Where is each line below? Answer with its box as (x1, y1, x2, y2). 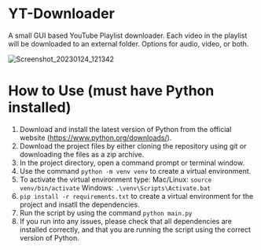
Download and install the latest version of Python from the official (19, 124, 232, 134)
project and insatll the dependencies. (19, 200, 140, 209)
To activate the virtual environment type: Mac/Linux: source (19, 175, 212, 184)
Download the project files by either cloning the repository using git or (19, 141, 247, 150)
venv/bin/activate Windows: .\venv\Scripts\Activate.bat (19, 182, 211, 193)
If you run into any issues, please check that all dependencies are (19, 216, 232, 226)
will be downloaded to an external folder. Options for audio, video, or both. (8, 39, 249, 48)
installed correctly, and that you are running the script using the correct (19, 225, 252, 234)
